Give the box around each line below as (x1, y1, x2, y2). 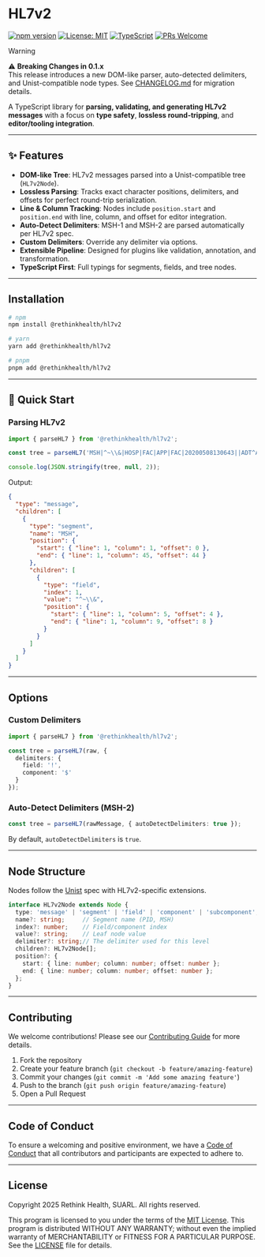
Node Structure (8, 865, 86, 878)
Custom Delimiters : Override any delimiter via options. (19, 237, 199, 246)
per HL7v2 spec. (19, 228, 74, 238)
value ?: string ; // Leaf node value (15, 930, 147, 938)
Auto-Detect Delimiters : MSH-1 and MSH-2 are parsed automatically (19, 220, 244, 230)
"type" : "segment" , (28, 522, 93, 530)
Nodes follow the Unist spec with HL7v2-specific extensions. (8, 885, 207, 895)
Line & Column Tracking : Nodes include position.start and (19, 203, 216, 213)
